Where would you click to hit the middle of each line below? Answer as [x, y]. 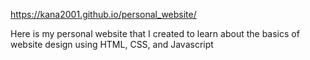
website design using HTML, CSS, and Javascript [112, 44]
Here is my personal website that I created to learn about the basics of [155, 33]
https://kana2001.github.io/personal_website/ [103, 14]
